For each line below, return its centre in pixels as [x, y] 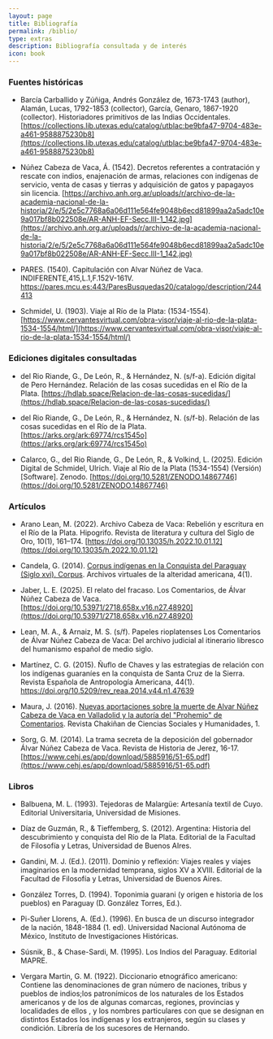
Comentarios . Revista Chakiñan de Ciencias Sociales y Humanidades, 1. [140, 724]
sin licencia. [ [42, 193]
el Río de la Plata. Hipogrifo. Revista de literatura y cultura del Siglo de [137, 533]
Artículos [27, 506]
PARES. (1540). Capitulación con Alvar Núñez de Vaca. [111, 270]
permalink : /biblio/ [43, 31]
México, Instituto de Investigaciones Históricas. [99, 937]
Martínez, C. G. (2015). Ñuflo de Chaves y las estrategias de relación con [142, 664]
